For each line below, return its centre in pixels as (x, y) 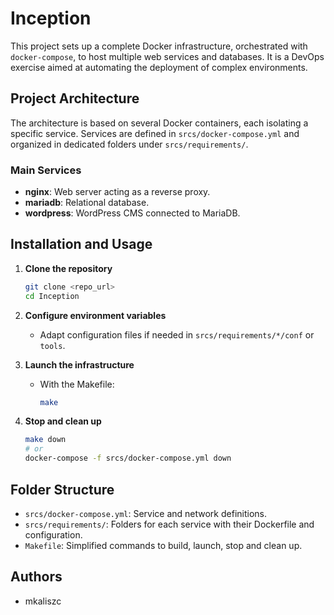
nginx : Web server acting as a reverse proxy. (117, 192)
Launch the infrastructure (79, 364)
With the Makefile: (77, 384)
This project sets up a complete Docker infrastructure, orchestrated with (159, 46)
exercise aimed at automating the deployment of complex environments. (159, 67)
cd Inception (52, 296)
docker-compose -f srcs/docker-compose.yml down (128, 458)
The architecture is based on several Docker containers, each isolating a (159, 123)
